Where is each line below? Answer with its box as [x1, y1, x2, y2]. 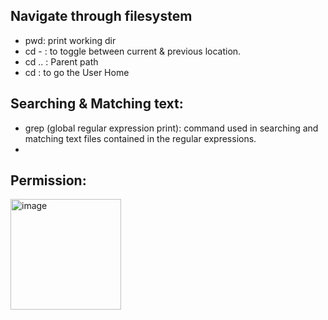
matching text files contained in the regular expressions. [24, 132, 257, 144]
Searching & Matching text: [10, 95, 184, 113]
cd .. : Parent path [24, 55, 99, 68]
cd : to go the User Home [24, 66, 130, 78]
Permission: [10, 172, 87, 189]
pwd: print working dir [24, 34, 117, 46]
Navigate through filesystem [10, 8, 193, 25]
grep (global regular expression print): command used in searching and [24, 122, 319, 134]
